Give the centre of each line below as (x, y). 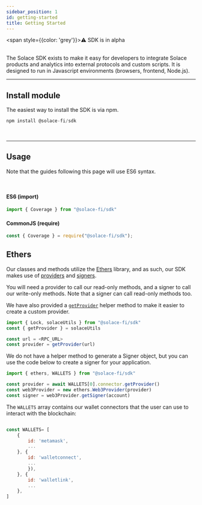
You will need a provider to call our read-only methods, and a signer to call (99, 287)
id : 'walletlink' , (51, 480)
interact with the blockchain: (41, 413)
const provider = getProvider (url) (51, 344)
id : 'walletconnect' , (55, 458)
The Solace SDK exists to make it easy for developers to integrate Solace (97, 58)
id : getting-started (32, 17)
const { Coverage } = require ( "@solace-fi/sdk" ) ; (70, 236)
